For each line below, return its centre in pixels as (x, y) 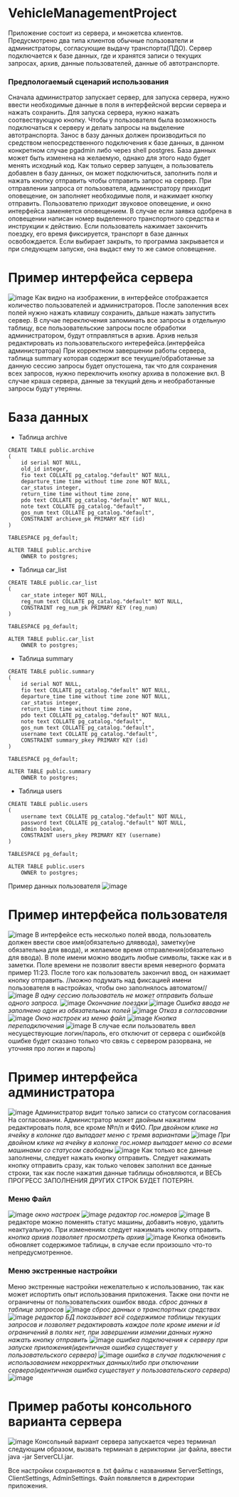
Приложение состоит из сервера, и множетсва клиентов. (96, 33)
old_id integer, (45, 469)
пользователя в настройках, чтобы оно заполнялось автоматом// (108, 988)
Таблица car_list (42, 570)
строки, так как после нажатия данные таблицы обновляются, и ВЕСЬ (115, 1173)
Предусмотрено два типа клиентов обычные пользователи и (101, 40)
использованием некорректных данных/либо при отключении (103, 1362)
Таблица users (40, 791)
